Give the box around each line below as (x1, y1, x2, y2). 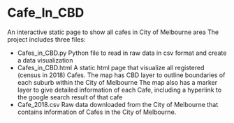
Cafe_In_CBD (7, 5, 85, 21)
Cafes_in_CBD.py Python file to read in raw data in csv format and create (17, 49, 227, 57)
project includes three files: (7, 35, 86, 43)
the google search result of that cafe (17, 92, 123, 101)
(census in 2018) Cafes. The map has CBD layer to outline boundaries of (17, 71, 226, 79)
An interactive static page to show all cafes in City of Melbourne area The (7, 28, 219, 36)
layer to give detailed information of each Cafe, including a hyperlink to (17, 85, 222, 94)
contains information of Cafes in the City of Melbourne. (17, 108, 177, 116)
